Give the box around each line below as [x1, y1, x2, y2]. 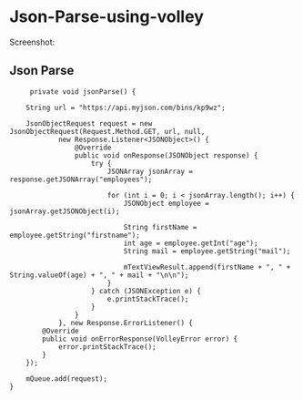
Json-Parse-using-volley [9, 6, 205, 27]
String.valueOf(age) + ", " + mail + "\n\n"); [9, 271, 189, 280]
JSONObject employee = [123, 199, 209, 208]
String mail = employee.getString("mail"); [123, 246, 291, 256]
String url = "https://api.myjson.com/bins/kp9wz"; [25, 103, 226, 112]
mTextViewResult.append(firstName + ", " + [123, 262, 291, 272]
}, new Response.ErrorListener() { [57, 318, 194, 327]
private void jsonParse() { [29, 87, 136, 97]
